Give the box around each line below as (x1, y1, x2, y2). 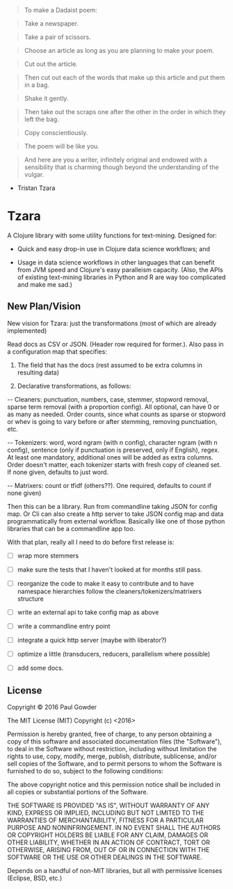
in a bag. (24, 81, 50, 89)
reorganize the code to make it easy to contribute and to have (17, 579, 195, 588)
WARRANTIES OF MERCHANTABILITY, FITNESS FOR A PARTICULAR (7, 816, 204, 824)
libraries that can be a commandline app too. (7, 524, 136, 533)
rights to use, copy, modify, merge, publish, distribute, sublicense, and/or (7, 752, 217, 761)
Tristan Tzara (17, 184, 56, 192)
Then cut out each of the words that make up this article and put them (24, 73, 225, 81)
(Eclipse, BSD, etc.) (7, 874, 63, 883)
